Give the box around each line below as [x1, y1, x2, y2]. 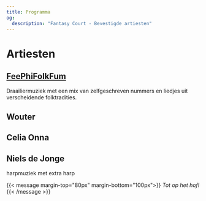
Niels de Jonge [6, 153, 65, 164]
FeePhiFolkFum [6, 71, 66, 82]
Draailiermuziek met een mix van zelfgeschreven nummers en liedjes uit [6, 87, 188, 95]
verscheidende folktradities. [6, 94, 77, 101]
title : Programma [6, 9, 51, 15]
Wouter [6, 112, 36, 122]
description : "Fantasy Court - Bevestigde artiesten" [12, 20, 152, 26]
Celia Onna [6, 132, 50, 143]
